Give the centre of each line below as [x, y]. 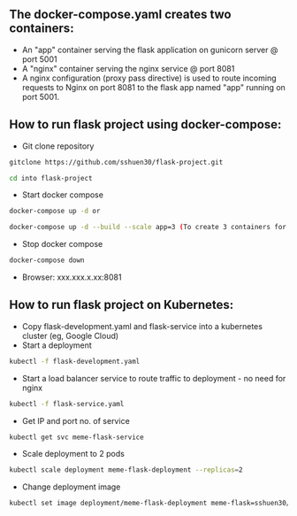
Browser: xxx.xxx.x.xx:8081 [72, 277]
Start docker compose [63, 195]
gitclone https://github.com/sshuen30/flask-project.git [116, 162]
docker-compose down [47, 260]
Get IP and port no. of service [76, 420]
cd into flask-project [51, 178]
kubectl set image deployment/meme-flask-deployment [108, 504]
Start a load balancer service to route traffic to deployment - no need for [154, 378]
